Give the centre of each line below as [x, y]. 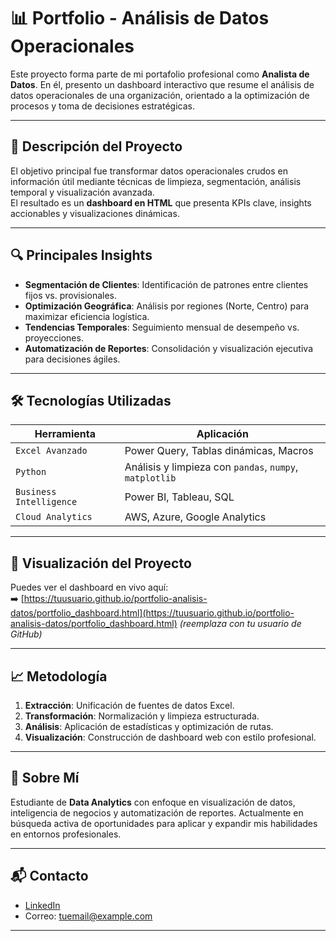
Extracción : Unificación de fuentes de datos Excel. [129, 705]
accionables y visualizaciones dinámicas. [95, 213]
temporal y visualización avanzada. [82, 192]
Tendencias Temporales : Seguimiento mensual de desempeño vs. [162, 327]
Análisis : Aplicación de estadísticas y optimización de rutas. [149, 726]
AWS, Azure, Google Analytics [195, 517]
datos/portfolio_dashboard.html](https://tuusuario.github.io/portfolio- [152, 613]
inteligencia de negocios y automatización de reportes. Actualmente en [157, 812]
